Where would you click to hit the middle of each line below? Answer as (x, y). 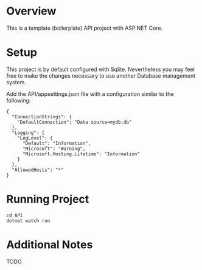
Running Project (48, 199)
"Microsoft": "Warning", (54, 149)
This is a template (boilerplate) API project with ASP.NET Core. (85, 28)
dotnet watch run (28, 221)
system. (16, 82)
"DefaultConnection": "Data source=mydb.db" (75, 122)
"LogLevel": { (35, 138)
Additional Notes (50, 245)
